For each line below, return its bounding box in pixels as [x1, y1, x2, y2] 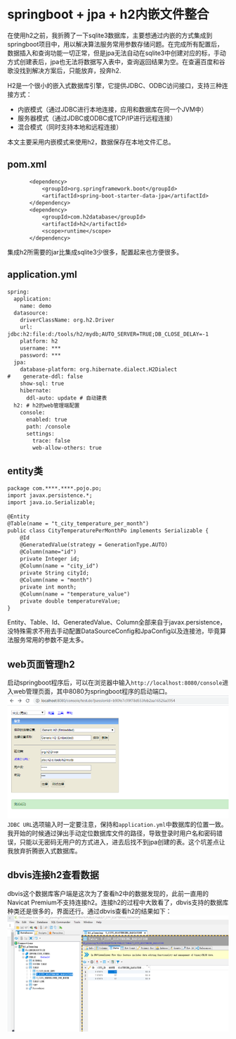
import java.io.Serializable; [7, 499, 96, 506]
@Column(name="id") [20, 548, 77, 555]
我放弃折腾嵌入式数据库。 [7, 847, 81, 855]
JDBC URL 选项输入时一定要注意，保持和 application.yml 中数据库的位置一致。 [7, 820, 228, 828]
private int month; [20, 584, 77, 591]
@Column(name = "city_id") [20, 562, 99, 570]
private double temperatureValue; [20, 598, 121, 605]
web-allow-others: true [32, 444, 102, 451]
